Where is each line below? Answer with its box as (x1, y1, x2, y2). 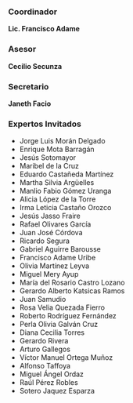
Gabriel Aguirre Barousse (19, 245, 102, 254)
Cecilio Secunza (8, 61, 63, 71)
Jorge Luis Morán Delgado (19, 136, 106, 146)
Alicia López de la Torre (19, 194, 96, 204)
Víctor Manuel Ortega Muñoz (19, 353, 113, 362)
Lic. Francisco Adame (8, 24, 81, 34)
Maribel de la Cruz (19, 162, 80, 171)
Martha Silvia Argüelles (19, 178, 95, 187)
